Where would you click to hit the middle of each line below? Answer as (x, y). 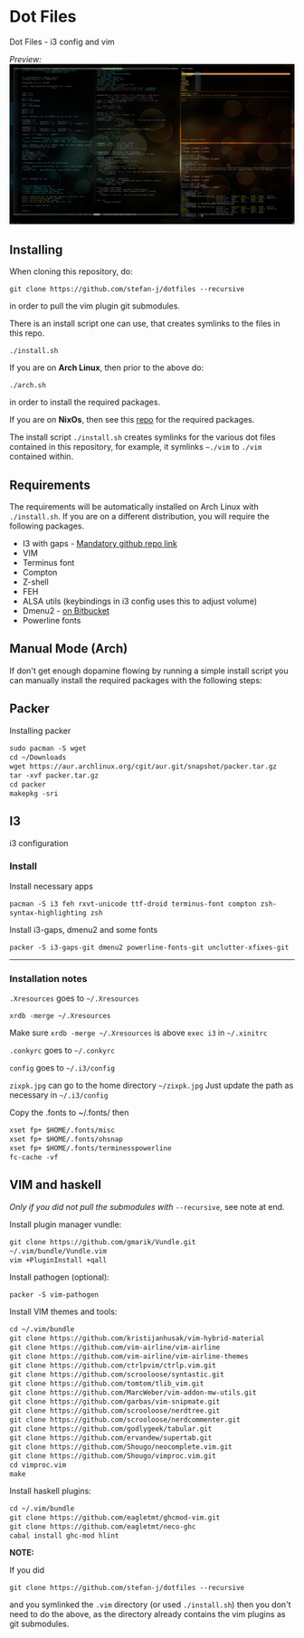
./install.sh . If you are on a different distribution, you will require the (139, 517)
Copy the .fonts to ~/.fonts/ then (69, 1113)
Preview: (26, 59)
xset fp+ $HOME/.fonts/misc (62, 1130)
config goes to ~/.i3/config (62, 1068)
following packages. (47, 526)
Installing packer (40, 730)
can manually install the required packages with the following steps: (136, 680)
